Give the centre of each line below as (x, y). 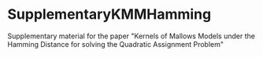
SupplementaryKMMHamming (109, 14)
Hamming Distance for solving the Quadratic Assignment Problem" (116, 44)
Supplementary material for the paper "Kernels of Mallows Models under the (131, 36)
